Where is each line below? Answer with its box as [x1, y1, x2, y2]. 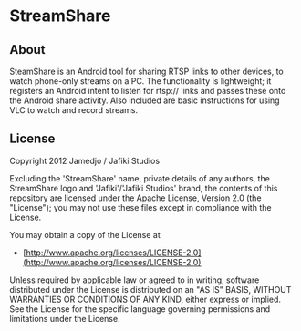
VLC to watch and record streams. [9, 105, 139, 115]
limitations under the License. [9, 313, 120, 324]
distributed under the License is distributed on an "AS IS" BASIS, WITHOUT [9, 284, 292, 295]
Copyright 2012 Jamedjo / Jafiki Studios [9, 155, 161, 166]
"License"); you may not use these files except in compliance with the [9, 202, 272, 212]
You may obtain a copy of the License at [9, 229, 161, 240]
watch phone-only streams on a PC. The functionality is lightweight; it [9, 76, 272, 87]
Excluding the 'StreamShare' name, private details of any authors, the [9, 172, 271, 183]
